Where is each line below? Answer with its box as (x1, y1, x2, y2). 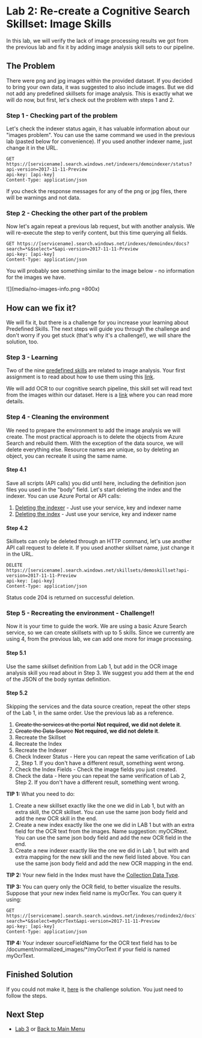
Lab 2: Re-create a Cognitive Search (6, 4, 191, 18)
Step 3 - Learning (6, 353, 58, 361)
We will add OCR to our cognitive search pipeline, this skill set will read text (6, 385, 192, 392)
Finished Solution (6, 970, 73, 980)
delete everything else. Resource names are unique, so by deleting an (6, 445, 179, 453)
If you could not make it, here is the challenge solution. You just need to (6, 985, 183, 993)
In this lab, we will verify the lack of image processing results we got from (6, 37, 189, 44)
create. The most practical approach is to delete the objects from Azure (6, 433, 183, 440)
